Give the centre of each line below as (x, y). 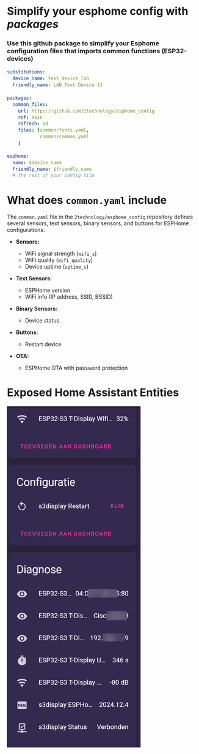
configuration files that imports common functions (84, 51)
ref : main (31, 118)
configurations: (26, 230)
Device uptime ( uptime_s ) (57, 267)
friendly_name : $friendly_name (52, 169)
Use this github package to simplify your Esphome (83, 43)
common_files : (30, 104)
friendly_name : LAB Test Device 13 (58, 85)
